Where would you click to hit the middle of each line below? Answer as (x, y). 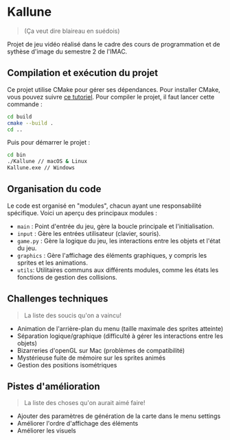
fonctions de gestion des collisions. (67, 277)
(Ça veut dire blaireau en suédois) (72, 31)
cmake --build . (30, 123)
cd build (20, 117)
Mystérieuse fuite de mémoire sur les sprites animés (91, 358)
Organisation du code (54, 189)
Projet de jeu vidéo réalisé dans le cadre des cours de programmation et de (114, 44)
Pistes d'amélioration (54, 387)
